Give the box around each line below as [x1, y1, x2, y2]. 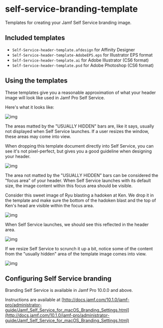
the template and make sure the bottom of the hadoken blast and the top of [5, 197, 156, 203]
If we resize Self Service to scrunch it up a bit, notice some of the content [5, 245, 153, 251]
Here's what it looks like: [5, 104, 55, 110]
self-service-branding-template [5, 3, 138, 15]
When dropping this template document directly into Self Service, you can [5, 143, 154, 149]
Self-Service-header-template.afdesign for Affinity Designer [12, 46, 135, 52]
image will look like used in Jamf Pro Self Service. [5, 94, 105, 101]
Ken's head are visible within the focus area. [5, 202, 94, 208]
